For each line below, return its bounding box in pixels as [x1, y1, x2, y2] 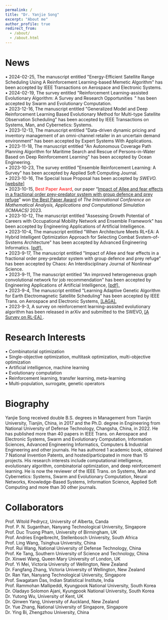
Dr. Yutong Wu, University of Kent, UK [5, 593, 84, 599]
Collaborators [5, 501, 64, 513]
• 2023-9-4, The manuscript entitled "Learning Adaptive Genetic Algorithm [5, 287, 160, 293]
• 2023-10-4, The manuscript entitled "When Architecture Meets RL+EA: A [5, 228, 159, 234]
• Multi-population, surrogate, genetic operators [5, 380, 105, 386]
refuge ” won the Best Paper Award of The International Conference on [5, 197, 151, 203]
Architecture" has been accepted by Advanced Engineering [24, 239, 147, 245]
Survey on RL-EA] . [5, 314, 44, 320]
